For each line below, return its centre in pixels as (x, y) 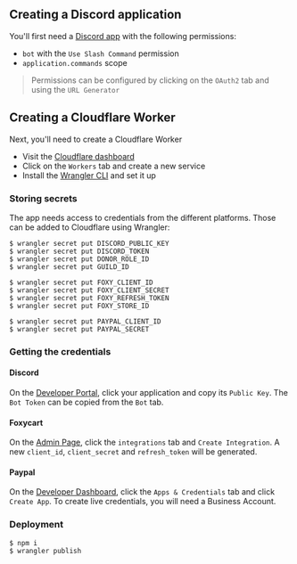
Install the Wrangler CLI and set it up (89, 175)
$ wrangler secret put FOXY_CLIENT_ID (81, 282)
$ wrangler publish (45, 551)
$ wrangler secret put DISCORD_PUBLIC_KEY (89, 243)
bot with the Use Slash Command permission (101, 53)
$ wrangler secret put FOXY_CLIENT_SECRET (89, 290)
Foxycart (26, 422)
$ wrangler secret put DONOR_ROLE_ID (79, 259)
